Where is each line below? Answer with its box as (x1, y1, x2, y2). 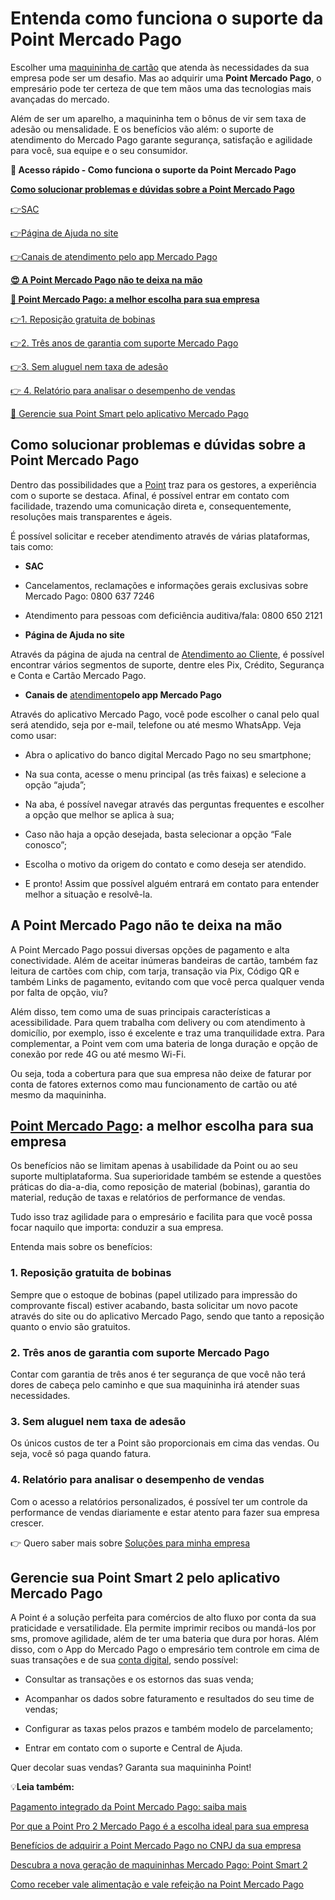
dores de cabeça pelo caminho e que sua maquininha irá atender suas (10, 1378, 300, 1391)
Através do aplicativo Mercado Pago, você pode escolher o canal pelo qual (10, 708, 320, 720)
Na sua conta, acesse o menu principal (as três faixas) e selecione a (24, 768, 307, 780)
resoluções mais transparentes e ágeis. (10, 510, 173, 522)
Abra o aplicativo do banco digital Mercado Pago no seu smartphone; (24, 748, 312, 761)
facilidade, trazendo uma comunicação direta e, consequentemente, (10, 500, 292, 512)
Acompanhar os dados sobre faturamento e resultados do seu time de (24, 1693, 315, 1705)
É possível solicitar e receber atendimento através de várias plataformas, (10, 530, 311, 542)
